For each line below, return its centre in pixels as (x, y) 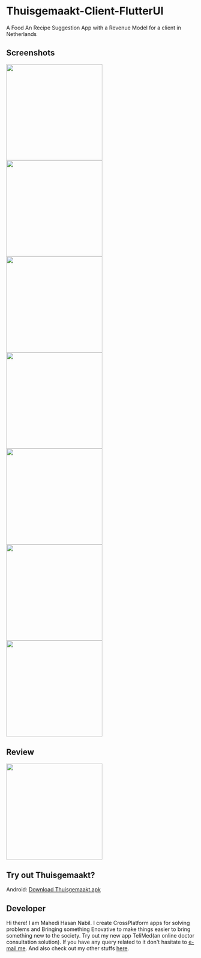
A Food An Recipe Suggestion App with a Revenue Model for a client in (94, 28)
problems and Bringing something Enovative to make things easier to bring (98, 929)
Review (20, 752)
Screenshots (31, 53)
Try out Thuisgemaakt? (51, 875)
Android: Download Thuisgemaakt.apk (53, 890)
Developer (26, 908)
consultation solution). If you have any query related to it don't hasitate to (97, 942)
